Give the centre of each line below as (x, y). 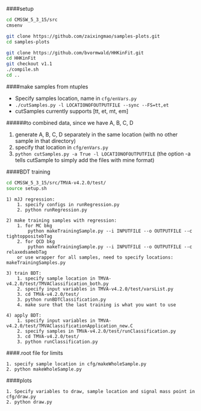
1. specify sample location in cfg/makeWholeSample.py (76, 364)
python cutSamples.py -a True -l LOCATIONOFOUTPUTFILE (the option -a (103, 154)
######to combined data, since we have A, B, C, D (70, 122)
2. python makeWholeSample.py (44, 369)
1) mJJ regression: (31, 199)
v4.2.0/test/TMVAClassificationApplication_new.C (70, 326)
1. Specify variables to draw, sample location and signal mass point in (101, 391)
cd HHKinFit (21, 58)
